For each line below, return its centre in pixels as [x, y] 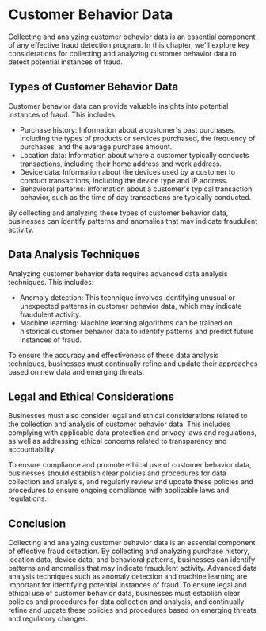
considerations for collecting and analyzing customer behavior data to [123, 53]
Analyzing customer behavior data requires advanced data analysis [118, 273]
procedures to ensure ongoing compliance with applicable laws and [119, 491]
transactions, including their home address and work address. [121, 164]
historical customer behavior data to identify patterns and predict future [137, 331]
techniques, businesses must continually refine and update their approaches [133, 364]
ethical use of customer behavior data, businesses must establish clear [124, 594]
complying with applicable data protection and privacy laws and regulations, [133, 433]
